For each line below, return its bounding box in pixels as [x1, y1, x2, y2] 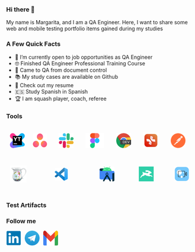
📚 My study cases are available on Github [14, 73, 119, 80]
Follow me [6, 216, 37, 225]
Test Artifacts [6, 201, 47, 209]
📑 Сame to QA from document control [14, 66, 107, 74]
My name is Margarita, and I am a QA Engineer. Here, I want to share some [6, 19, 188, 26]
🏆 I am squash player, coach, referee [14, 95, 107, 102]
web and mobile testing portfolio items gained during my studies [6, 25, 163, 32]
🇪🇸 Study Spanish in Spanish [14, 88, 88, 95]
